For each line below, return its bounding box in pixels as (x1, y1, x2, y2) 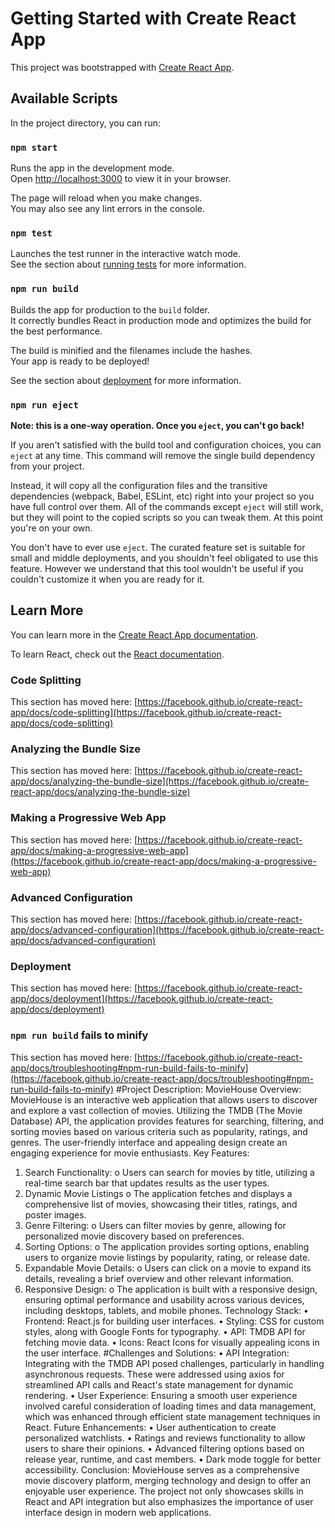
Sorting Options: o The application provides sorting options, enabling (24, 1240, 310, 1252)
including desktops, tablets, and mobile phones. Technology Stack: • (24, 1304, 309, 1316)
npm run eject (10, 399, 79, 411)
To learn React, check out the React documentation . (10, 648, 225, 660)
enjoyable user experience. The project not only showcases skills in (24, 1485, 304, 1497)
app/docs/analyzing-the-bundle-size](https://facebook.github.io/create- (10, 775, 310, 787)
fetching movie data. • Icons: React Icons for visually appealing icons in (24, 1336, 320, 1348)
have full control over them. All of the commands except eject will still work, (10, 500, 324, 512)
